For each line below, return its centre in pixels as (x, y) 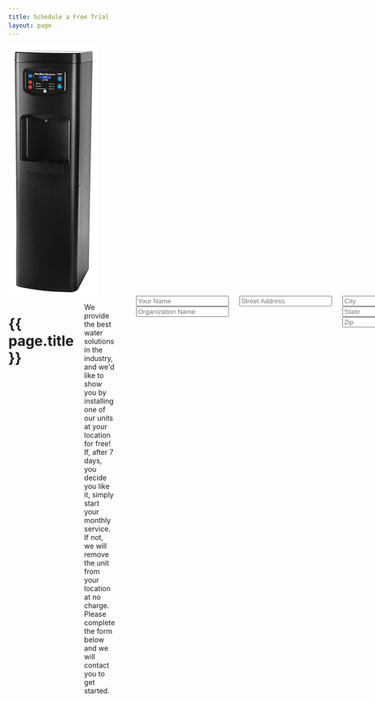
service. (97, 529)
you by (95, 392)
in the (93, 350)
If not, (94, 537)
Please (95, 614)
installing (99, 400)
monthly (97, 520)
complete (99, 623)
